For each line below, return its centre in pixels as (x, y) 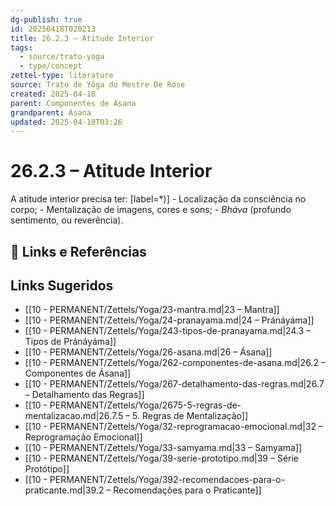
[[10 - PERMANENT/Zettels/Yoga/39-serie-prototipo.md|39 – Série (162, 458)
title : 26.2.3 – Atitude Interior (82, 38)
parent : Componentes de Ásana (73, 103)
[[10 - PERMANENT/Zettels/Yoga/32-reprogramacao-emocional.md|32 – (173, 427)
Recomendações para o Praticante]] (187, 490)
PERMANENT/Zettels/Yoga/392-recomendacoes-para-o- (167, 480)
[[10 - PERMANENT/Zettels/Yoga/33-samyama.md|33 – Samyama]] (163, 448)
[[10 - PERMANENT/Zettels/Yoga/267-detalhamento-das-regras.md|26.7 (174, 384)
